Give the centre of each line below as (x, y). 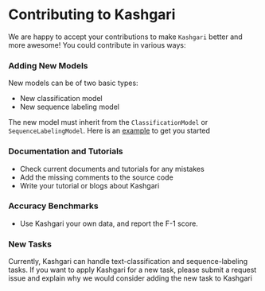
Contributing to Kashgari (92, 15)
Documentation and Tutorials (66, 151)
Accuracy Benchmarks (53, 206)
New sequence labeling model (69, 107)
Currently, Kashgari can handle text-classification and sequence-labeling (128, 262)
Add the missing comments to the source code (96, 177)
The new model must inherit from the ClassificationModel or (108, 122)
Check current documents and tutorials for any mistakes (112, 169)
